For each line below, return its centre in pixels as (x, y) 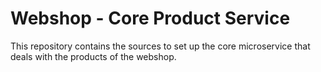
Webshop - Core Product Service (150, 18)
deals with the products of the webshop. (93, 56)
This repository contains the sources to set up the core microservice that (160, 46)
